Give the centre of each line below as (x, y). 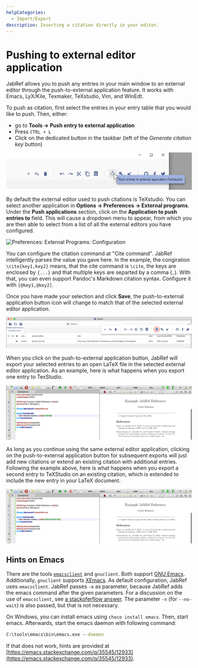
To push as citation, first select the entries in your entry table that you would (99, 108)
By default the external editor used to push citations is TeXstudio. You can (96, 199)
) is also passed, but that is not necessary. (68, 605)
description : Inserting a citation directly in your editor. (83, 25)
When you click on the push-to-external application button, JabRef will (92, 358)
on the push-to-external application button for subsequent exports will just (97, 455)
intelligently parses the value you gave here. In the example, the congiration (98, 259)
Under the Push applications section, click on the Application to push (92, 211)
